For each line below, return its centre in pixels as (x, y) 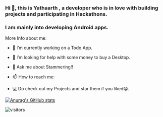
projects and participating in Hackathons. (56, 14)
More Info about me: (26, 38)
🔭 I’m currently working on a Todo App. (52, 48)
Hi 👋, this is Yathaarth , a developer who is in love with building (82, 8)
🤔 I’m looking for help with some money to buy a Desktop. (71, 58)
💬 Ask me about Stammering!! (43, 67)
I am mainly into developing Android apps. (57, 27)
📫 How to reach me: (33, 77)
